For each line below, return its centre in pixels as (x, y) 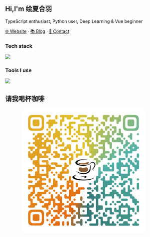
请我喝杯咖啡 (25, 99)
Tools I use (18, 70)
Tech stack (19, 46)
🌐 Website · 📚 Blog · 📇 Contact (37, 31)
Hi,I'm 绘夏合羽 (29, 9)
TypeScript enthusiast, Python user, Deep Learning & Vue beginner (74, 21)
